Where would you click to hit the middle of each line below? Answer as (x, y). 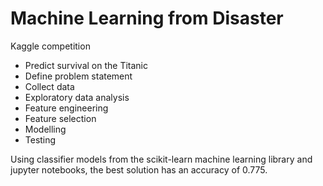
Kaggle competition (50, 46)
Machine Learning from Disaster (147, 18)
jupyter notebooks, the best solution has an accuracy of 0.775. (139, 169)
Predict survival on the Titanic (86, 65)
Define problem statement (78, 76)
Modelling (45, 129)
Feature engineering (66, 108)
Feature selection (60, 118)
